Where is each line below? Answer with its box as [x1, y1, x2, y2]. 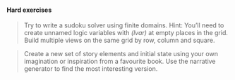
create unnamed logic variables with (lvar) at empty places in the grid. [23, 29, 229, 37]
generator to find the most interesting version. [23, 65, 158, 73]
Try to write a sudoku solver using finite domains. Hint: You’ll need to [23, 21, 224, 29]
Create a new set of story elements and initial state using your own [23, 50, 218, 58]
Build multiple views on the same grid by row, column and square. [23, 36, 215, 45]
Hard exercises [6, 6, 52, 14]
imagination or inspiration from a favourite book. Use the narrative [23, 57, 216, 66]
